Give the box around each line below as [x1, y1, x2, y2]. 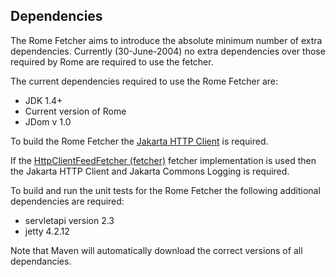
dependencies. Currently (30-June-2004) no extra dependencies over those [10, 45, 326, 57]
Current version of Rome [24, 105, 127, 117]
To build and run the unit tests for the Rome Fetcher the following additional [10, 184, 321, 196]
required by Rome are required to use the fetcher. [10, 55, 214, 68]
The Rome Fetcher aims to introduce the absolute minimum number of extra [10, 34, 323, 46]
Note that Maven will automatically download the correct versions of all [10, 244, 303, 256]
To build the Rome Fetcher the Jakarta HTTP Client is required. [10, 135, 269, 147]
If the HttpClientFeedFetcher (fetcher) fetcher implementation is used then [10, 154, 317, 166]
